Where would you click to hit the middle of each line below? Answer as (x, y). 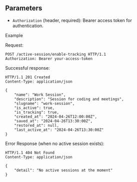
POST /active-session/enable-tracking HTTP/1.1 (56, 54)
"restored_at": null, (36, 125)
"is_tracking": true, (36, 112)
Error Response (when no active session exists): (55, 143)
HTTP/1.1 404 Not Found (30, 152)
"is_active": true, (34, 108)
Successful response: (27, 68)
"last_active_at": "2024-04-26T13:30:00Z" (59, 130)
